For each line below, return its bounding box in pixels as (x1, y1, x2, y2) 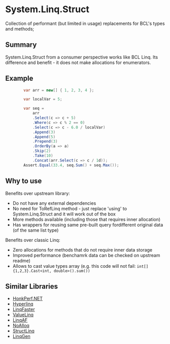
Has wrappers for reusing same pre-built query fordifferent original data (12, 222, 163, 228)
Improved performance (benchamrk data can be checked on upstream (12, 252, 160, 258)
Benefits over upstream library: (5, 190, 70, 196)
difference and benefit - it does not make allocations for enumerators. (5, 59, 151, 66)
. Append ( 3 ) (32, 130, 56, 135)
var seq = (23, 106, 44, 111)
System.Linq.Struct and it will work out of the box (12, 211, 116, 217)
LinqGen (12, 333, 30, 339)
